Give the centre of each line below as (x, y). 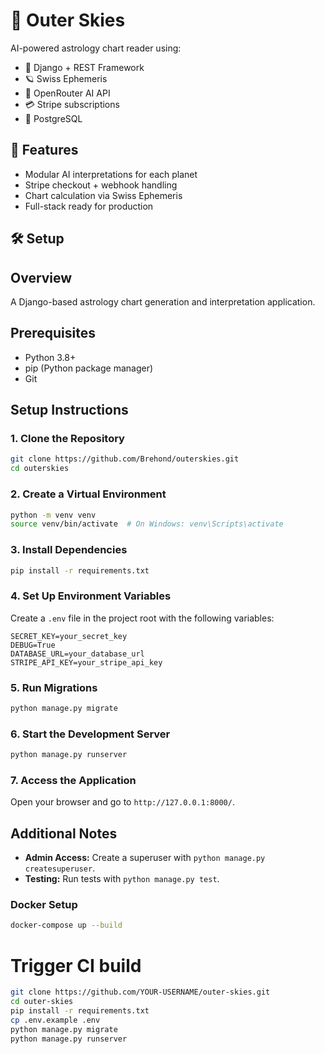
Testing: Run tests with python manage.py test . (122, 879)
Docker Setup (44, 905)
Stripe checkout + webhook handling (101, 185)
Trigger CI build (76, 965)
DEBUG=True (33, 645)
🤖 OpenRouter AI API (67, 93)
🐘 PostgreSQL (53, 118)
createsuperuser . (60, 868)
